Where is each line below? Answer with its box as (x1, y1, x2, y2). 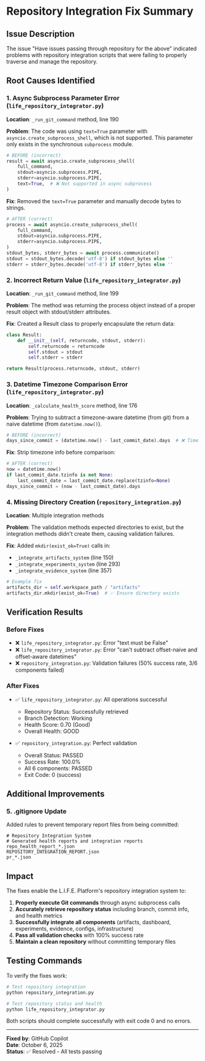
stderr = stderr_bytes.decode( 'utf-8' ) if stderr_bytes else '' (6, 261, 173, 268)
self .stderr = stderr (28, 354, 84, 361)
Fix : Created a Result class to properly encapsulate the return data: (6, 320, 175, 327)
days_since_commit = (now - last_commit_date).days (6, 483, 140, 489)
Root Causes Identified (6, 75, 95, 86)
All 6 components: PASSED (24, 764, 93, 772)
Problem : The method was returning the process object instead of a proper (6, 301, 196, 309)
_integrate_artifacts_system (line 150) (15, 553, 114, 561)
